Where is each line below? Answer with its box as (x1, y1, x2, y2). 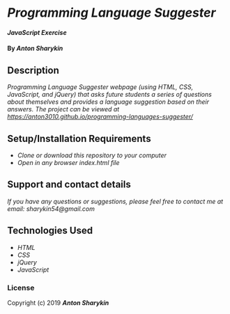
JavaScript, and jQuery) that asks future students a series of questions (7, 91, 213, 99)
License (7, 283, 35, 292)
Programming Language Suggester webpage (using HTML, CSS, (7, 83, 194, 91)
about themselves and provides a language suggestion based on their (7, 97, 209, 106)
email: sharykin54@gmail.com (7, 204, 95, 213)
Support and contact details (7, 179, 131, 191)
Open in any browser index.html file (17, 159, 120, 166)
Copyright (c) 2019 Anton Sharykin (7, 298, 109, 307)
